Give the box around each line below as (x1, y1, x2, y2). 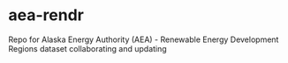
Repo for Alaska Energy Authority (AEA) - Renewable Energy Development (8, 34, 279, 45)
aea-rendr (8, 5, 85, 25)
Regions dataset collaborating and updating (8, 43, 167, 53)
